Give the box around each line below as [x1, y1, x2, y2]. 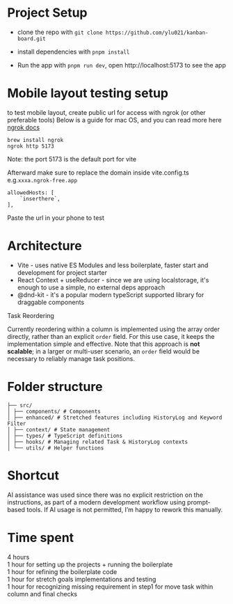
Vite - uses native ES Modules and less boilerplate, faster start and [17, 261, 209, 269]
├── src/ [7, 402, 33, 408]
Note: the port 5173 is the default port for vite [7, 154, 137, 163]
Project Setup [7, 5, 88, 21]
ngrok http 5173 [7, 143, 54, 150]
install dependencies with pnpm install [17, 47, 130, 56]
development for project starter [17, 268, 108, 276]
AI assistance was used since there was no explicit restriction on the [7, 491, 204, 499]
